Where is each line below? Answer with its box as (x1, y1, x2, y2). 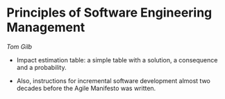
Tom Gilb (6, 42, 33, 51)
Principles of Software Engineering (6, 5, 212, 21)
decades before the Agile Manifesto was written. (16, 84, 156, 92)
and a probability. (16, 63, 67, 71)
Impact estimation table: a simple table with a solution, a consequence (16, 55, 218, 64)
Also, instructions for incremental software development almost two (16, 76, 211, 84)
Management (6, 19, 85, 35)
